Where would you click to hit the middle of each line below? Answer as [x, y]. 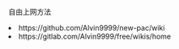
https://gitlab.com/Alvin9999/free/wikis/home [95, 36]
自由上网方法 [30, 12]
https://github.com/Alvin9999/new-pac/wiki [92, 28]
